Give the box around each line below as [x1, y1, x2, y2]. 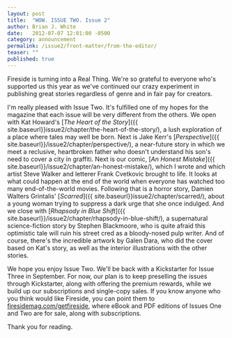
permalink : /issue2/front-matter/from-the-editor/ [7, 43, 157, 49]
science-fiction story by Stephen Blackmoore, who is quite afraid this [7, 221, 206, 230]
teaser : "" [7, 49, 39, 56]
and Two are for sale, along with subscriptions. [7, 309, 141, 317]
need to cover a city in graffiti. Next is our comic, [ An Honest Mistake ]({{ [7, 155, 215, 163]
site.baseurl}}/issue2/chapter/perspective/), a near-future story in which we [7, 140, 225, 148]
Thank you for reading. [7, 322, 73, 331]
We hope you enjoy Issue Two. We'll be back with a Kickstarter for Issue [7, 264, 215, 272]
